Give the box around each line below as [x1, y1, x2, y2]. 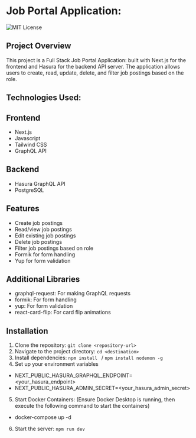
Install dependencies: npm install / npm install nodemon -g [14, 354, 164, 362]
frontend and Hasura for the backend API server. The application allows [6, 63, 180, 70]
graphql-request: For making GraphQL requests [14, 290, 131, 297]
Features [6, 204, 40, 214]
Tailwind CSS [14, 141, 47, 148]
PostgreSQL [14, 186, 44, 194]
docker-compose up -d [14, 414, 72, 421]
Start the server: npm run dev [14, 425, 86, 433]
